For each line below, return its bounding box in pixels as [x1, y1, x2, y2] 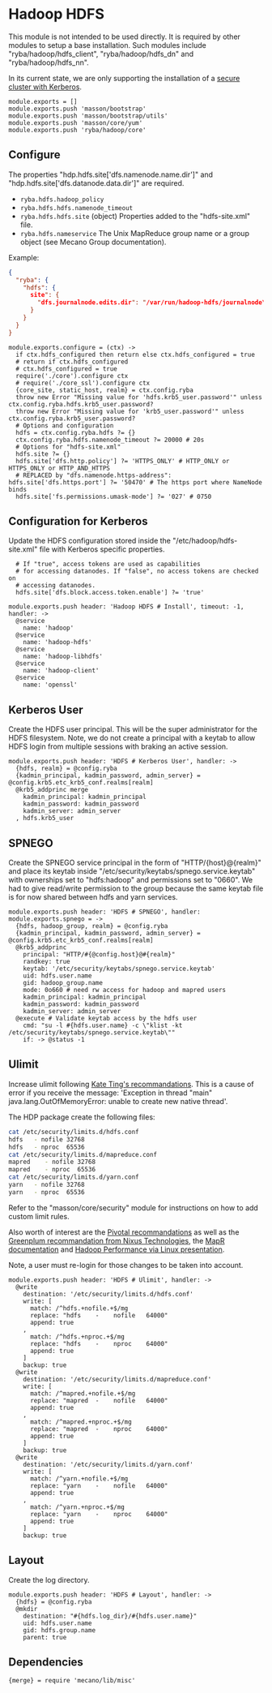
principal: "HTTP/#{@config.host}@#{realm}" [23, 951, 176, 959]
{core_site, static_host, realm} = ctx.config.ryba [15, 386, 194, 394]
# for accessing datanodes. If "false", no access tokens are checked [15, 567, 259, 576]
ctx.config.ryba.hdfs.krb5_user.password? [8, 400, 154, 408]
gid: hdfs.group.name [23, 1626, 96, 1635]
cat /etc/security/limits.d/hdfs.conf [8, 1128, 139, 1136]
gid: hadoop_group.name [23, 979, 104, 987]
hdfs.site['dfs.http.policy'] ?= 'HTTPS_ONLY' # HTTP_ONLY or [15, 457, 230, 465]
